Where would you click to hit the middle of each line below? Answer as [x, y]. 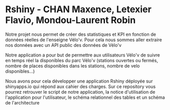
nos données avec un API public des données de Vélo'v [63, 45]
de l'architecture [22, 102]
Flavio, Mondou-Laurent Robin [71, 20]
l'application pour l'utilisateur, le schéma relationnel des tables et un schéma [85, 97]
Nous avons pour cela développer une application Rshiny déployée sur [79, 81]
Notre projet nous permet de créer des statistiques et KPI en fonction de [81, 34]
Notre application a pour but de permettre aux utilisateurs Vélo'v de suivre [83, 55]
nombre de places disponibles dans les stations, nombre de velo [73, 66]
